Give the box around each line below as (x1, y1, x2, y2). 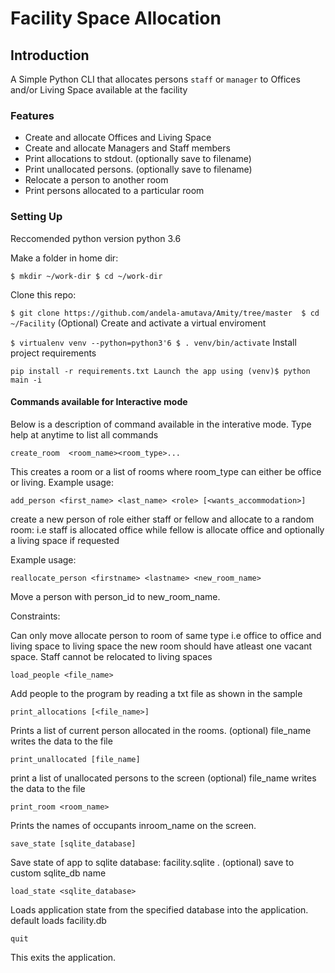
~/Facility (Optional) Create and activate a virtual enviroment (10, 317, 267, 329)
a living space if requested (10, 534, 120, 546)
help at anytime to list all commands (10, 428, 159, 441)
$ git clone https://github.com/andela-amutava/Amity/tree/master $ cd (10, 308, 320, 318)
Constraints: (10, 610, 61, 622)
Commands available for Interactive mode (10, 396, 188, 408)
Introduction (10, 47, 90, 64)
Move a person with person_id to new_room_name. (10, 590, 221, 602)
